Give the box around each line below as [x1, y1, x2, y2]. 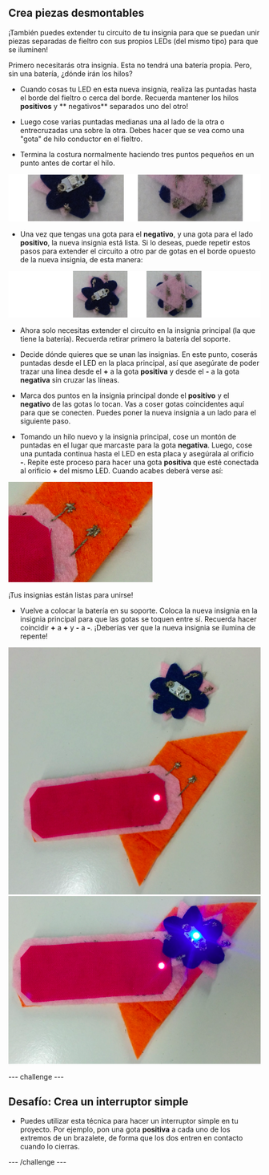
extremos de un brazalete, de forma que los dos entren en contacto [19, 1133, 243, 1143]
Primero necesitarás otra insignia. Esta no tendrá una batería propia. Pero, [8, 60, 252, 70]
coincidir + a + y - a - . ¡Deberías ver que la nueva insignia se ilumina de [19, 623, 256, 633]
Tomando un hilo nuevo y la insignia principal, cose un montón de [19, 432, 237, 442]
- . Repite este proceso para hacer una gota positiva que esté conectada [19, 457, 259, 468]
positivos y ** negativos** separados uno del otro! [19, 101, 189, 111]
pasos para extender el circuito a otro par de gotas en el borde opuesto [19, 246, 256, 256]
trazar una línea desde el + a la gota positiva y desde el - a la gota [19, 367, 240, 376]
